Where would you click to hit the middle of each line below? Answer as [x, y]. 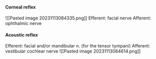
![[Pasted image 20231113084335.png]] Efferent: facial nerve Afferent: [78, 18]
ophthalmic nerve [23, 23]
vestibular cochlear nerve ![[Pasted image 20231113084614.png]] [73, 51]
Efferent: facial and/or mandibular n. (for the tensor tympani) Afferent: [78, 46]
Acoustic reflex [22, 34]
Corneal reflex [21, 7]
